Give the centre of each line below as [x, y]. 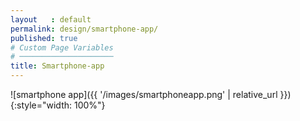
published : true [44, 38]
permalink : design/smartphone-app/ [84, 29]
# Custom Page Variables [62, 47]
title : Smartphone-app [57, 66]
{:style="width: [41, 105]
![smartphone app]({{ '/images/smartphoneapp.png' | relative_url [144, 94]
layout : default [51, 19]
